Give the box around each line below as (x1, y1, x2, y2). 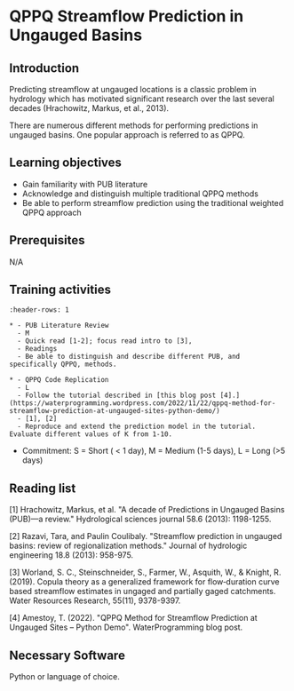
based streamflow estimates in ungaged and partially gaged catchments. (9, 586, 276, 597)
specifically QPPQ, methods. (9, 360, 117, 369)
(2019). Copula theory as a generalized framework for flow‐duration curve (9, 576, 280, 587)
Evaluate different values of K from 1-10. (9, 430, 173, 439)
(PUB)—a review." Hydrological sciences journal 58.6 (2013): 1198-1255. (9, 513, 272, 525)
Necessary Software (9, 647, 126, 663)
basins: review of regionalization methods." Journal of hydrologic (9, 540, 248, 552)
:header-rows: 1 (9, 306, 69, 314)
